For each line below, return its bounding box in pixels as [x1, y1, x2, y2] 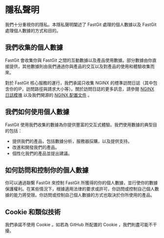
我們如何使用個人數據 [5, 108, 69, 116]
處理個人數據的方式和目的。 [5, 27, 61, 33]
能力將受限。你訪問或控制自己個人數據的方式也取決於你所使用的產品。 [13, 192, 155, 198]
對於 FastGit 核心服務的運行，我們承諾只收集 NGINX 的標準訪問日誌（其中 [5, 80, 153, 86]
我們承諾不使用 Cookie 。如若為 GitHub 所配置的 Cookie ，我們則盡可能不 [5, 222, 153, 228]
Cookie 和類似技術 [5, 208, 61, 216]
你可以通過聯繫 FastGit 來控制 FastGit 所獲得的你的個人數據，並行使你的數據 [5, 180, 158, 186]
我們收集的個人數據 [5, 43, 63, 52]
